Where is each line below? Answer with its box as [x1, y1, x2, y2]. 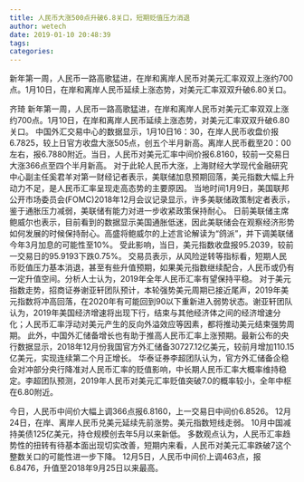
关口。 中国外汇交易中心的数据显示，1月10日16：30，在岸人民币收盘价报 [9, 126, 280, 137]
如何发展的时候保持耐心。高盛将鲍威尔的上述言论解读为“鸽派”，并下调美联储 [9, 228, 294, 239]
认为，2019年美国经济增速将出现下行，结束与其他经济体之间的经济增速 [9, 307, 273, 318]
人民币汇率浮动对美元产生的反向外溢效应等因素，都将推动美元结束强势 [24, 319, 287, 330]
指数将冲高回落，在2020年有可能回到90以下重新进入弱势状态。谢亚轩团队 [16, 296, 293, 307]
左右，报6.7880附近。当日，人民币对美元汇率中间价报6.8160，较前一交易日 [9, 149, 290, 159]
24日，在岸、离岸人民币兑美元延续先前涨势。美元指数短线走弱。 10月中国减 [9, 418, 291, 429]
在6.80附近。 [9, 387, 59, 398]
